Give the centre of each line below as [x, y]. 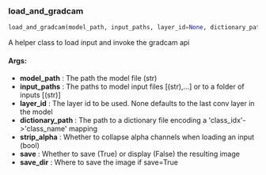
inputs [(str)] [40, 95]
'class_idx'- [227, 120]
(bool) [29, 146]
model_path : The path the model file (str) [88, 78]
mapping [83, 129]
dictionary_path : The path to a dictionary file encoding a [113, 120]
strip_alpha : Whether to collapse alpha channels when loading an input [137, 137]
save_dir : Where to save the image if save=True [99, 162]
